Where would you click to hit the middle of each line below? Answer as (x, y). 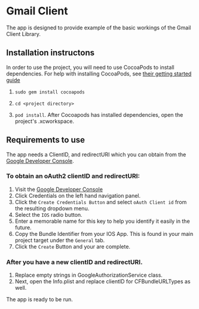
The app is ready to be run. (40, 299)
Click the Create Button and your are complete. (72, 246)
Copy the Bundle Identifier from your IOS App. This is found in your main (104, 234)
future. (23, 227)
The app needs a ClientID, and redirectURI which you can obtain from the (96, 154)
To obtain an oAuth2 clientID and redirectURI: (73, 176)
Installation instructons (50, 53)
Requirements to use (46, 140)
